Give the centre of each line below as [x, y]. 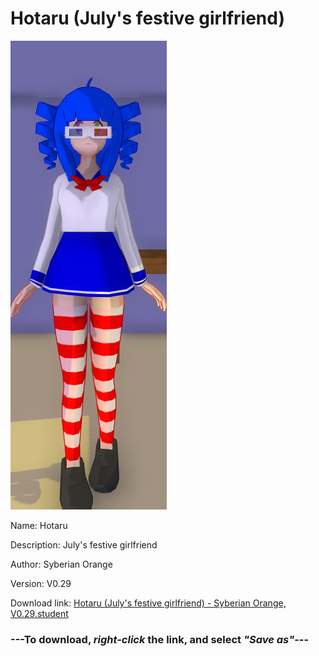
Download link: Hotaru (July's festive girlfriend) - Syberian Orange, [148, 603]
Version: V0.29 [41, 583]
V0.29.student [39, 613]
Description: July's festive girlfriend [84, 544]
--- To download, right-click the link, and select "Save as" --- [160, 639]
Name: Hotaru [39, 525]
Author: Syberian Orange [61, 564]
